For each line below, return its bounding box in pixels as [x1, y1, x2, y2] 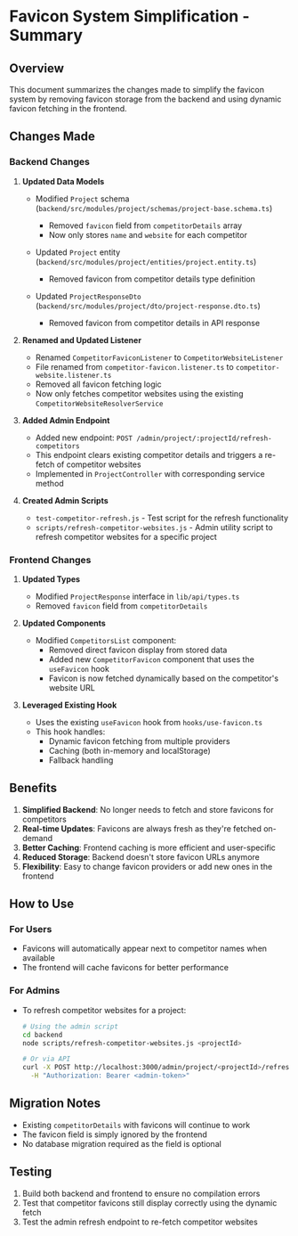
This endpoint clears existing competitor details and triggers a [35, 449, 263, 460]
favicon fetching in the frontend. [9, 103, 127, 113]
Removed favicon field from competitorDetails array [48, 220, 243, 231]
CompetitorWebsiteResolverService [35, 399, 164, 408]
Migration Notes [9, 1096, 101, 1111]
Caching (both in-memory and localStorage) [48, 745, 211, 756]
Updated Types [21, 573, 81, 585]
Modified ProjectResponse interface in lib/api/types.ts [35, 591, 240, 602]
